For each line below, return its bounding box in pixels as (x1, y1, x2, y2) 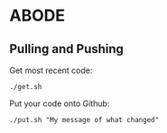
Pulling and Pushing (9, 41, 125, 57)
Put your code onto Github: (9, 98, 110, 109)
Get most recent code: (9, 65, 93, 75)
